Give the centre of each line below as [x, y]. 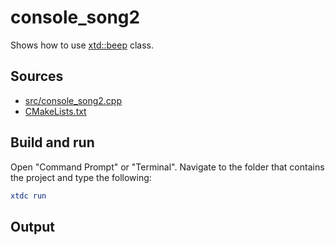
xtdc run [28, 196]
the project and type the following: [81, 177]
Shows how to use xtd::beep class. [82, 45]
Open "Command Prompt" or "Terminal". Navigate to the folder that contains [167, 167]
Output [32, 226]
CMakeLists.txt [55, 111]
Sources [37, 76]
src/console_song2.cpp [73, 100]
